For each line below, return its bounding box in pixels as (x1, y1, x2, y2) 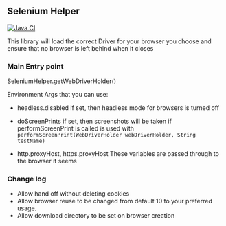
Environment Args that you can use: (7, 91, 109, 99)
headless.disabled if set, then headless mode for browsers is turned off (16, 104, 220, 112)
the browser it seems (16, 157, 77, 166)
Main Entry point (7, 61, 64, 71)
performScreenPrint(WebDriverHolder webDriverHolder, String (16, 132, 196, 139)
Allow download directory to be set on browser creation (16, 212, 175, 220)
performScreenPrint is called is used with (16, 124, 135, 133)
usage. (16, 204, 37, 212)
